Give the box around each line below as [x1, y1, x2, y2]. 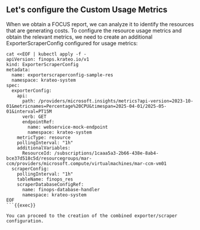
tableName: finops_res [17, 176, 73, 182]
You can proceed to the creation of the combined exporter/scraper [6, 213, 178, 219]
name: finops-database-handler [21, 187, 100, 192]
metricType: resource [17, 134, 70, 141]
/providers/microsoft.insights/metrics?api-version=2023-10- [38, 98, 194, 104]
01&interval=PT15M [6, 108, 52, 114]
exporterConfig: [11, 88, 52, 94]
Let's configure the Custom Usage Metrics [6, 5, 168, 15]
